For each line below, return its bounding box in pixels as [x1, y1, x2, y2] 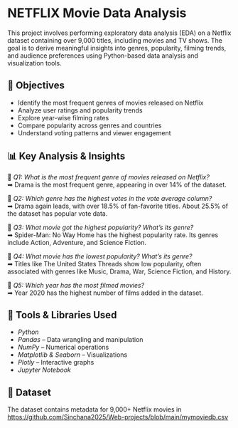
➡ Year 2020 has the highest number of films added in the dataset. [7, 288, 204, 297]
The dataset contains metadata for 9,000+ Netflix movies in [7, 405, 182, 414]
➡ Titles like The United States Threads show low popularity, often [7, 259, 202, 268]
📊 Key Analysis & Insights [7, 150, 126, 162]
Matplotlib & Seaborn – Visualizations [17, 350, 128, 359]
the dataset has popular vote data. [7, 209, 108, 218]
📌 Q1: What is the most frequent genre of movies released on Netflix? [7, 172, 210, 181]
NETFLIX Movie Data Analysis [7, 5, 187, 21]
